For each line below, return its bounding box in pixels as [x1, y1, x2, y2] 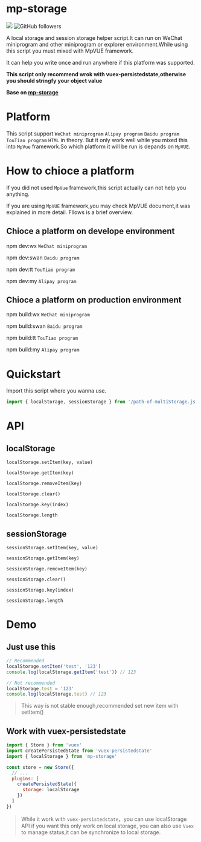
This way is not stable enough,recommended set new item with [21, 702, 179, 710]
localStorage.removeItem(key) [6, 480, 83, 487]
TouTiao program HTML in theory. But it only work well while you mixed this [6, 136, 188, 143]
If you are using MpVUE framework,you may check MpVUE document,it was [6, 202, 191, 209]
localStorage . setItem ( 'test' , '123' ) [6, 663, 101, 670]
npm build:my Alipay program [6, 346, 80, 353]
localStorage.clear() [6, 491, 61, 497]
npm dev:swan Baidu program [6, 253, 80, 261]
